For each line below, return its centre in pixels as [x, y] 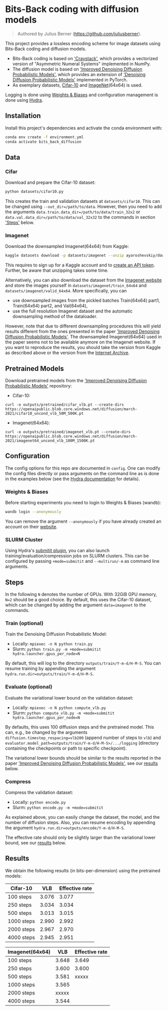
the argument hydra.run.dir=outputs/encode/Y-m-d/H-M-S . [65, 828]
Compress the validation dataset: [39, 793]
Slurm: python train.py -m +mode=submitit [57, 649]
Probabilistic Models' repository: [38, 386]
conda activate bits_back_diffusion [43, 142]
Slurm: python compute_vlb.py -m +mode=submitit [63, 713]
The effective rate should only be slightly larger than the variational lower [80, 838]
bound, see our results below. [36, 843]
